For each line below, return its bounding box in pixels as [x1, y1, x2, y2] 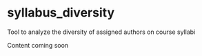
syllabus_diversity [7, 5, 115, 21]
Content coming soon [7, 41, 69, 49]
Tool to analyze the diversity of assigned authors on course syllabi [7, 28, 196, 36]
